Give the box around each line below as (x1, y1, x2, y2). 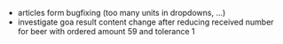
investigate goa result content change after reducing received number (17, 17, 274, 27)
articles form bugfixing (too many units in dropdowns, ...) (17, 8, 226, 18)
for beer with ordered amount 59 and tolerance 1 (17, 26, 195, 36)
